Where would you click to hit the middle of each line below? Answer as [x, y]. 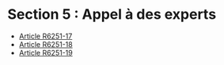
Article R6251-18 [46, 44]
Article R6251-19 [46, 52]
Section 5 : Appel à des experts [112, 14]
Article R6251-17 [46, 36]
